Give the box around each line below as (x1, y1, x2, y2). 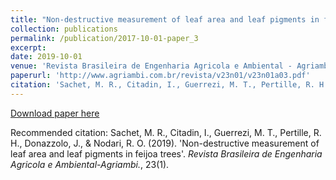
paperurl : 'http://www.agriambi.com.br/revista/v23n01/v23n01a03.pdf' (10, 71, 311, 81)
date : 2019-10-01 (10, 52, 83, 62)
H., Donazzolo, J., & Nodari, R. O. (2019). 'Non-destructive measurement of (10, 137, 320, 149)
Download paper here (10, 107, 100, 119)
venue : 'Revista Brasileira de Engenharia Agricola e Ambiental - (10, 61, 293, 71)
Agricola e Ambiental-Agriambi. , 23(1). (10, 158, 170, 170)
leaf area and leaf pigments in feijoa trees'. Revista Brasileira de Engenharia (10, 147, 323, 160)
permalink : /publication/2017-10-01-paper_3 (10, 33, 199, 43)
